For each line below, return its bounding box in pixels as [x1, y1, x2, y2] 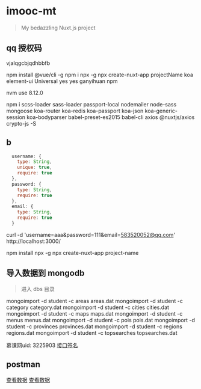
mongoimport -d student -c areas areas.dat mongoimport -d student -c [6, 297, 184, 304]
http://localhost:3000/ [6, 237, 61, 245]
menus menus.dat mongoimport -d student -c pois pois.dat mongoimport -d [6, 316, 196, 323]
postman [6, 360, 40, 370]
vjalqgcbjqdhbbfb [6, 59, 50, 67]
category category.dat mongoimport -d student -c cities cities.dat [6, 304, 170, 311]
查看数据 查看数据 [6, 376, 50, 383]
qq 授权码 [6, 43, 42, 54]
